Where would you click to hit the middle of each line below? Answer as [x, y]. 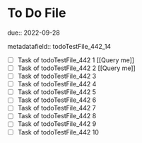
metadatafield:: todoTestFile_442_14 [59, 46]
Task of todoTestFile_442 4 [57, 84]
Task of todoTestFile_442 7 [57, 108]
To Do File [37, 13]
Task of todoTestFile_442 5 [57, 92]
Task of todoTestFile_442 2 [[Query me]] [76, 68]
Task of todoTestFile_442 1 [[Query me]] [76, 60]
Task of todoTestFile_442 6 [57, 100]
